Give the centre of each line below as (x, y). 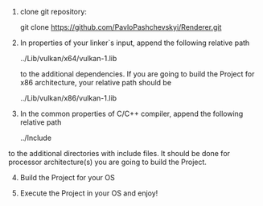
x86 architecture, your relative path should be (95, 82)
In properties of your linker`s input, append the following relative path (135, 43)
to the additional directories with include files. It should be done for (119, 153)
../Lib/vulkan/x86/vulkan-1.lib (68, 98)
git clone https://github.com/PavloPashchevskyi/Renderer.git (121, 27)
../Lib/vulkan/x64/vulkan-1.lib (68, 58)
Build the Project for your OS (67, 177)
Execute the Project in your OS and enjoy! (89, 193)
